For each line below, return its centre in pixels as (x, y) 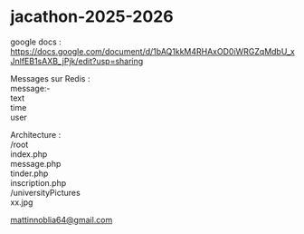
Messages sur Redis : (50, 78)
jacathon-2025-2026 (92, 17)
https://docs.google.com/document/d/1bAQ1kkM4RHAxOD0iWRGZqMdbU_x (152, 51)
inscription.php (38, 182)
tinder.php (29, 173)
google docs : (36, 42)
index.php (29, 154)
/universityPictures (45, 192)
